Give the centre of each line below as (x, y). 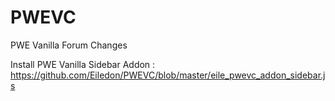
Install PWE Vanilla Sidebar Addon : (83, 64)
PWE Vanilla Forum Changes (69, 45)
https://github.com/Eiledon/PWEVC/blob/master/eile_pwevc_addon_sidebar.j (168, 75)
